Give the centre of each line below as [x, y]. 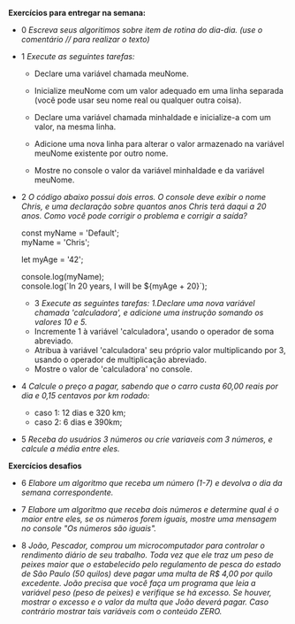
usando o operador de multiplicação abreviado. [121, 359]
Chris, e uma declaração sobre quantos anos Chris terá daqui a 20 [144, 206]
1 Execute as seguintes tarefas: [78, 56]
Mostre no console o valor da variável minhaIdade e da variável [149, 170]
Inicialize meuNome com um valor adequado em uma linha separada [159, 91]
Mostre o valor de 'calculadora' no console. [113, 369]
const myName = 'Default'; [70, 233]
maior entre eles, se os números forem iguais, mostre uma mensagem [149, 519]
